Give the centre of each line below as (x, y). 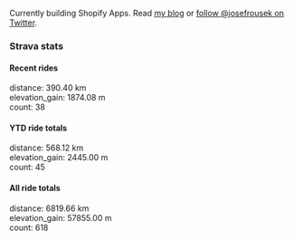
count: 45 (27, 168)
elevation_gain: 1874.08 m (57, 98)
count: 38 (27, 107)
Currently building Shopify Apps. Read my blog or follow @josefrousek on (147, 13)
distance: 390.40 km (48, 88)
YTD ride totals (38, 128)
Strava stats (37, 46)
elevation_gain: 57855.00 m (61, 217)
